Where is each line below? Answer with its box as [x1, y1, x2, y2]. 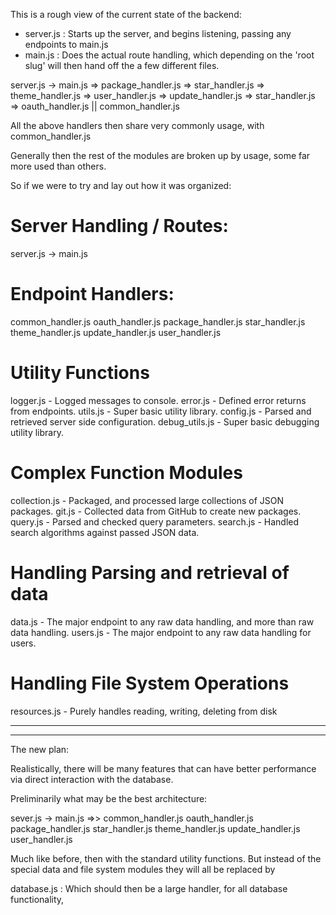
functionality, [10, 893, 65, 905]
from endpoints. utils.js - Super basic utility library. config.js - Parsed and [10, 405, 312, 417]
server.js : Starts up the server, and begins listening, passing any [24, 28, 292, 39]
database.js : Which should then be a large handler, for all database [10, 882, 288, 894]
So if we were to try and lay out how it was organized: [10, 180, 232, 191]
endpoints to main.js [24, 39, 109, 50]
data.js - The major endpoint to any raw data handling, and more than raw [10, 615, 315, 628]
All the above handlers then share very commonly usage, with [10, 120, 265, 131]
